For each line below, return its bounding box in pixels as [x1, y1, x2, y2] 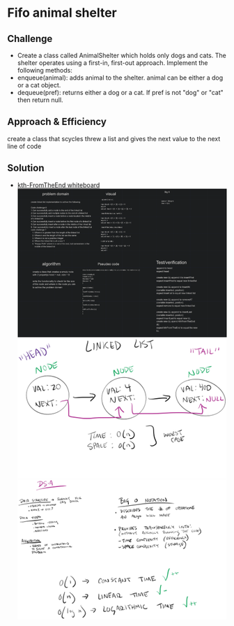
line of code [7, 142, 42, 150]
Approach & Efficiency [7, 116, 107, 128]
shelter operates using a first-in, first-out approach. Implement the [17, 59, 208, 67]
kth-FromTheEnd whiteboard [17, 180, 100, 189]
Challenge [7, 33, 53, 45]
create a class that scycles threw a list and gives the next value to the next [7, 134, 221, 143]
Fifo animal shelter [7, 5, 117, 21]
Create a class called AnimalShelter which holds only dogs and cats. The [17, 51, 226, 59]
